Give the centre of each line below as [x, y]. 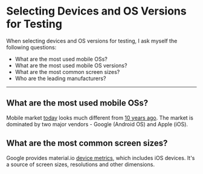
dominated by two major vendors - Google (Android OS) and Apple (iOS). [97, 124]
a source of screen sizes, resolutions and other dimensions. [81, 164]
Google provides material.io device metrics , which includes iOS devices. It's [101, 158]
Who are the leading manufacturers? [60, 78]
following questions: [31, 47]
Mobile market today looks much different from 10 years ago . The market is [100, 118]
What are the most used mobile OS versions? [71, 65]
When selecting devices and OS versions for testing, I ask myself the [92, 41]
